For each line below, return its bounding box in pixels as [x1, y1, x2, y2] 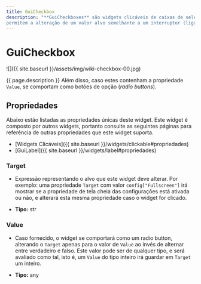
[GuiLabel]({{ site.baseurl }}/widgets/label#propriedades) [14, 147, 157, 154]
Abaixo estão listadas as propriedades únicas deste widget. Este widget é [6, 116, 188, 124]
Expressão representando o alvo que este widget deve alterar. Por [14, 175, 178, 183]
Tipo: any [14, 271, 39, 278]
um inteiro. [14, 260, 42, 267]
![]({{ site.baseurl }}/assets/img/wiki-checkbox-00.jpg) [6, 65, 141, 72]
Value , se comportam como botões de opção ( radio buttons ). [6, 83, 157, 90]
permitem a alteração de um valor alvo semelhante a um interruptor [6, 20, 181, 26]
